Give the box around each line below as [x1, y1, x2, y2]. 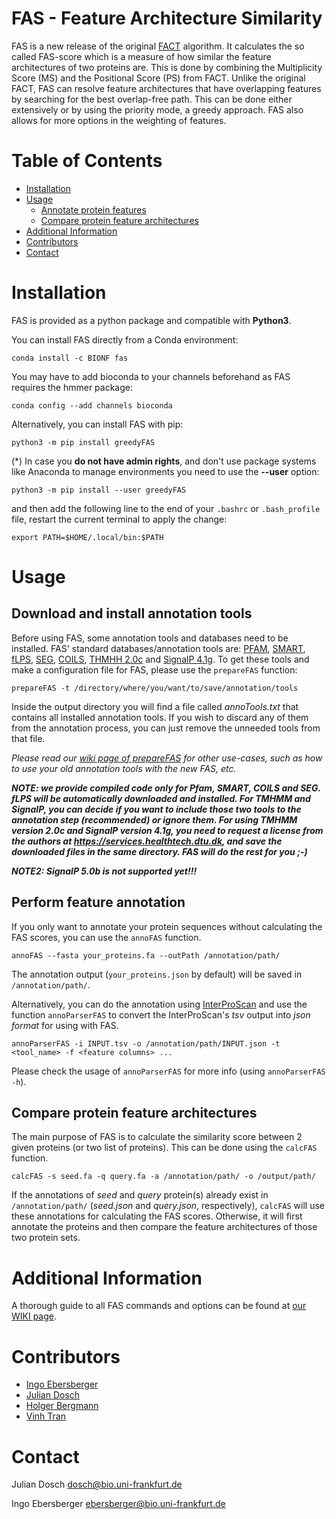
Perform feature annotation [11, 894, 186, 911]
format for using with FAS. [11, 1019, 119, 1031]
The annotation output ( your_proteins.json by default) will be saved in [11, 968, 303, 980]
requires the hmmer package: [11, 381, 133, 393]
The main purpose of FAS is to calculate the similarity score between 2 [11, 1131, 303, 1143]
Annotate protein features [40, 203, 147, 216]
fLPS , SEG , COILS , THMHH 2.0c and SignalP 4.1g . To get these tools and [11, 653, 310, 665]
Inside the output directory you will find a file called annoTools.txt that [11, 700, 299, 712]
